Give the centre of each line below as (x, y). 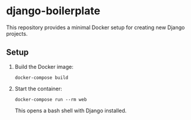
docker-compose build (41, 78)
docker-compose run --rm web (51, 99)
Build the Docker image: (44, 67)
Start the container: (38, 89)
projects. (17, 33)
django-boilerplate (53, 11)
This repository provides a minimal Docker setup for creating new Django (95, 27)
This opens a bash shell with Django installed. (71, 110)
